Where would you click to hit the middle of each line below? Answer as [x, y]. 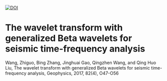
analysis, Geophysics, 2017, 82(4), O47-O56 [73, 73]
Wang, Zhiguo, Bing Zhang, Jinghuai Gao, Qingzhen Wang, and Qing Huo [81, 63]
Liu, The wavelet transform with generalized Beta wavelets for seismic [78, 68]
